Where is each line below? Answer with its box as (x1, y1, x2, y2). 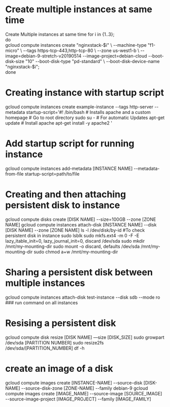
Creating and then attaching (5, 189, 126, 200)
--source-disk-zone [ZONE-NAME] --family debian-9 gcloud (21, 385, 148, 391)
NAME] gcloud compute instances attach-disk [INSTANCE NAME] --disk (5, 221, 157, 227)
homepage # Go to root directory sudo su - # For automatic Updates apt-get (5, 114, 165, 121)
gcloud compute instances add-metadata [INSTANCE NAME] (5, 165, 133, 171)
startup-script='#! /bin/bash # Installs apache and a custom (26, 109, 151, 115)
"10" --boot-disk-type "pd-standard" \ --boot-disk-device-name (25, 58, 160, 64)
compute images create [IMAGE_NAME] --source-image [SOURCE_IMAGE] (5, 390, 162, 396)
